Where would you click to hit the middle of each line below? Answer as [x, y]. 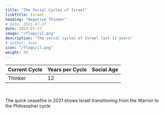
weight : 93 [17, 52]
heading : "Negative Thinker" [36, 19]
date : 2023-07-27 [24, 29]
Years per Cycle [67, 69]
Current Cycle [25, 69]
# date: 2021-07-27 [26, 24]
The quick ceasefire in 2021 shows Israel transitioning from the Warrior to [82, 100]
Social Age [105, 69]
